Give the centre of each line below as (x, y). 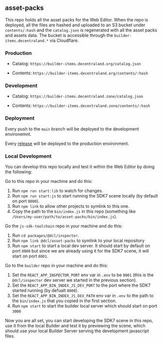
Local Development (28, 156)
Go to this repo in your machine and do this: (49, 181)
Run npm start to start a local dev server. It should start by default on (81, 246)
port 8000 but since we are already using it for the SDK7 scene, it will (81, 251)
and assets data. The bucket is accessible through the (59, 35)
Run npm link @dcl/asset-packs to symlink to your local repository (78, 241)
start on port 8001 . (30, 256)
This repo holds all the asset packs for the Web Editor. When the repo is (77, 19)
